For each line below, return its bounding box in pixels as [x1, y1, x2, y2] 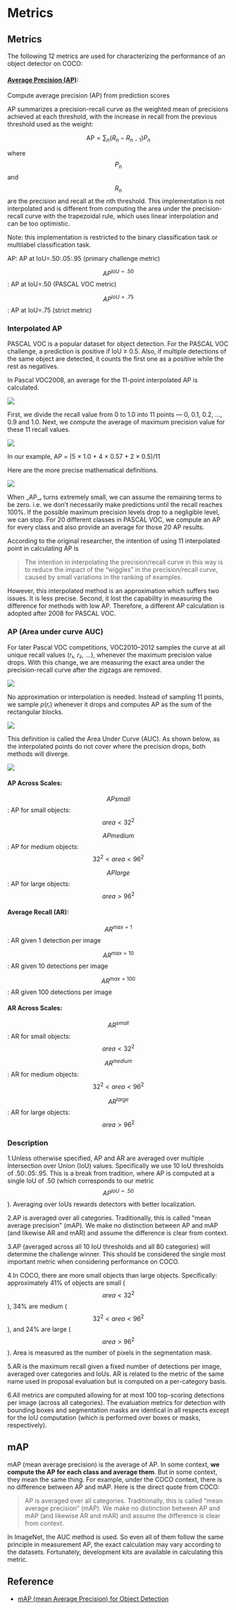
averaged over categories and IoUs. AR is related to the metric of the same [7, 1370, 224, 1378]
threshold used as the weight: [7, 120, 94, 129]
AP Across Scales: [7, 779, 63, 788]
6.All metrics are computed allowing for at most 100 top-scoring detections [7, 1391, 225, 1399]
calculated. [7, 383, 40, 392]
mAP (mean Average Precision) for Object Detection [17, 1594, 169, 1603]
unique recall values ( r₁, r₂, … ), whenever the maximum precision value [7, 651, 213, 659]
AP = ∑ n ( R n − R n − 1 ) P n [86, 134, 151, 144]
